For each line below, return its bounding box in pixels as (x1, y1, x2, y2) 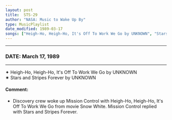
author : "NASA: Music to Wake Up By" (5, 17, 86, 22)
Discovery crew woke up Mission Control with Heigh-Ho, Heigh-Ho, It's (12, 98, 163, 104)
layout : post (5, 7, 33, 13)
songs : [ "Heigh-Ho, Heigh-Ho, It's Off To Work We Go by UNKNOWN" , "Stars (5, 31, 168, 36)
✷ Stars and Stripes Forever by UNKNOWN (5, 75, 96, 81)
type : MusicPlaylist (5, 21, 50, 27)
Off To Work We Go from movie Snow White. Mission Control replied (12, 103, 157, 109)
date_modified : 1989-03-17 (5, 27, 63, 32)
